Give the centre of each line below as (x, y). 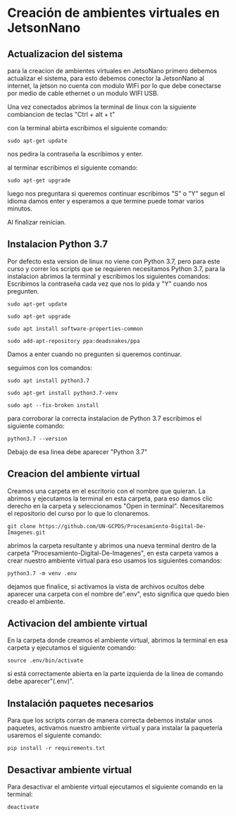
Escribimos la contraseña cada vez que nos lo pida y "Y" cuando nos (107, 284)
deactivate (23, 808)
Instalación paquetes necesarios (81, 703)
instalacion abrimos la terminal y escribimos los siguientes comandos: (109, 276)
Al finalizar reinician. (37, 222)
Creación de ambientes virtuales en (113, 13)
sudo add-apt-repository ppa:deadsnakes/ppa (74, 341)
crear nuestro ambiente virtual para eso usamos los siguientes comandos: (115, 560)
